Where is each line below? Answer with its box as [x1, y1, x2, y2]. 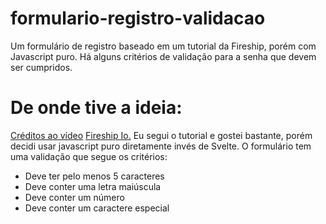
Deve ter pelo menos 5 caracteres [24, 170, 165, 182]
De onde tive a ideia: [10, 97, 183, 119]
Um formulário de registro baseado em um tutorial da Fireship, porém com [10, 40, 317, 52]
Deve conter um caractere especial [24, 202, 170, 214]
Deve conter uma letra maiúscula [24, 180, 162, 192]
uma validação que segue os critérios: [10, 150, 168, 162]
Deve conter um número [24, 191, 125, 203]
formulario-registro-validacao [10, 7, 266, 30]
